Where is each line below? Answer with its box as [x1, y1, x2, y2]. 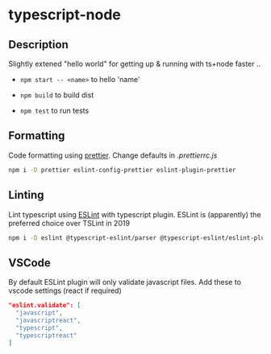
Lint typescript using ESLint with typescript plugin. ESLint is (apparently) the [8, 209, 261, 219]
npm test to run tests [19, 106, 90, 115]
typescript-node [8, 6, 121, 24]
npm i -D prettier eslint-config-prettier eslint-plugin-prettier [8, 166, 236, 174]
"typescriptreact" [15, 331, 78, 340]
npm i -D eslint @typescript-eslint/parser [8, 233, 157, 242]
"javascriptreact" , [15, 316, 81, 324]
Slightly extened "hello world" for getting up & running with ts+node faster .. [8, 59, 261, 68]
